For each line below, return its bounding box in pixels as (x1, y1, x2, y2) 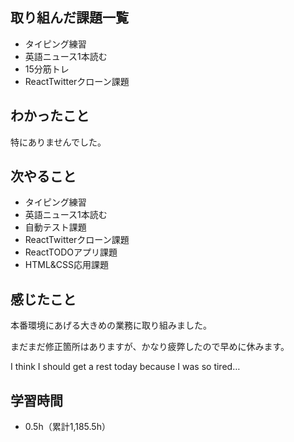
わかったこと (10, 108, 90, 125)
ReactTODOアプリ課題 (24, 246, 118, 258)
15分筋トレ (24, 63, 70, 75)
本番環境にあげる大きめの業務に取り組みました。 (10, 319, 212, 332)
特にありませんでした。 (10, 136, 107, 148)
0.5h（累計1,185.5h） (24, 421, 111, 433)
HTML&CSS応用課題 (24, 259, 110, 271)
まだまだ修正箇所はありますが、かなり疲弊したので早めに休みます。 (10, 341, 290, 353)
